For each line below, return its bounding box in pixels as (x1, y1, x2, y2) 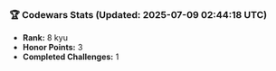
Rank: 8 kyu (22, 32, 68, 43)
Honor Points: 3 (22, 42, 83, 53)
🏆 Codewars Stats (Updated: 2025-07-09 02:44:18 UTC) (9, 8, 268, 21)
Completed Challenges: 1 (22, 51, 119, 62)
